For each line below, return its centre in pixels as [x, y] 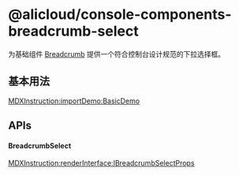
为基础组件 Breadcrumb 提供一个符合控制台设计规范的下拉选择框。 [117, 54]
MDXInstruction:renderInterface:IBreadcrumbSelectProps [101, 163]
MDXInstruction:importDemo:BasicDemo [74, 101]
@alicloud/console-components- [120, 15]
